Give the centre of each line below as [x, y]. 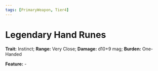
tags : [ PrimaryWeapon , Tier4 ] [37, 10]
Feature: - [16, 64]
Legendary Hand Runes [56, 34]
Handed [13, 54]
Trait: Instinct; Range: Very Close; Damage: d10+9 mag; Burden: [73, 49]
